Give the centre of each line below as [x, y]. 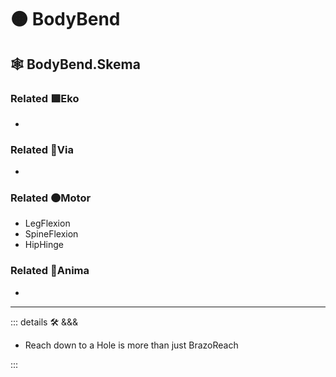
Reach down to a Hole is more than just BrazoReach [131, 345]
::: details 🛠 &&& [44, 322]
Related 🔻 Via [42, 149]
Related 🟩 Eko [45, 98]
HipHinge [44, 245]
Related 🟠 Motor [51, 198]
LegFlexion [47, 223]
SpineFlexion [51, 234]
